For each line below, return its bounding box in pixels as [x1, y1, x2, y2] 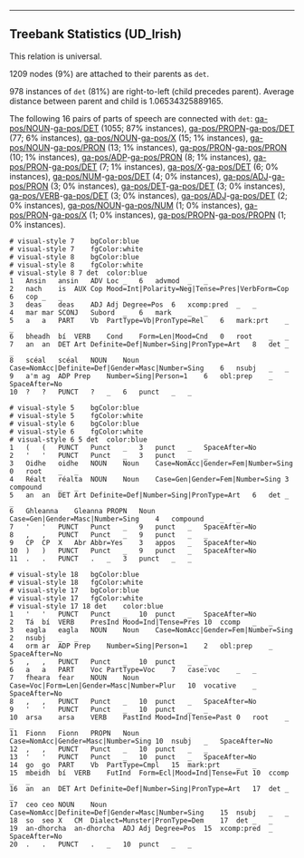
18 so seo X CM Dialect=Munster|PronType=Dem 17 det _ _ [9, 815, 273, 825]
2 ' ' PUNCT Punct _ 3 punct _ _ [9, 451, 208, 460]
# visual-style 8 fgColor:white [9, 260, 144, 269]
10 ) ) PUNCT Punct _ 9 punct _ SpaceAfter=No [9, 546, 257, 555]
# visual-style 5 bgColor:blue [9, 403, 140, 413]
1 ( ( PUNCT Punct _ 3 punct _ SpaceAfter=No [9, 443, 257, 452]
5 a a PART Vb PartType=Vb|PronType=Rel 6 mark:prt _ [9, 316, 290, 325]
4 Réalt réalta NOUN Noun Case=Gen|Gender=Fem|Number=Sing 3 [9, 474, 290, 483]
